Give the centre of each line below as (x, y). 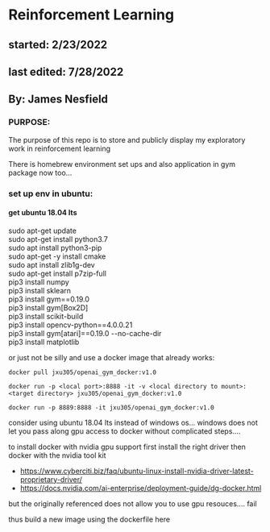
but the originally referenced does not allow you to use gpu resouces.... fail (133, 503)
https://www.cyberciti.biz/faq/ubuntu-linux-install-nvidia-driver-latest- (137, 471)
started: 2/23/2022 (58, 45)
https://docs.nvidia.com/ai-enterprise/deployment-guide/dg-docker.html (141, 488)
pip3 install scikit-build (46, 316)
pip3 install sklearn (39, 290)
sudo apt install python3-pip (55, 247)
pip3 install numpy (39, 282)
